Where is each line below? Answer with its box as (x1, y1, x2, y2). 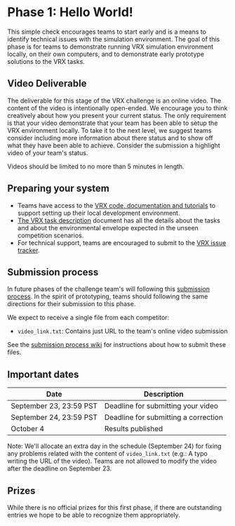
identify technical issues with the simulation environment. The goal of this (7, 34, 220, 43)
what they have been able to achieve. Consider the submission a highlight (7, 141, 221, 150)
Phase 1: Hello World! (7, 4, 133, 20)
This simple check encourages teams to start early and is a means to (7, 27, 207, 36)
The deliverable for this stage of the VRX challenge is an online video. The (7, 96, 222, 105)
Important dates (7, 368, 79, 380)
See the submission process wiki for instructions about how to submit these (7, 341, 227, 349)
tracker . (17, 246, 40, 254)
